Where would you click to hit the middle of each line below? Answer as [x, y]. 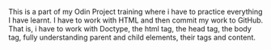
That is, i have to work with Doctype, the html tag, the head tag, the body [130, 29]
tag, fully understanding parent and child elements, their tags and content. [132, 37]
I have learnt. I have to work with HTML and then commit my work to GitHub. [136, 20]
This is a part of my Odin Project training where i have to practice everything [135, 12]
